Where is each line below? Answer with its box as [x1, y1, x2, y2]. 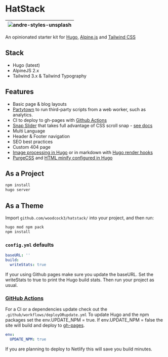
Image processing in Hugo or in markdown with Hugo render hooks [12, 149, 153, 155]
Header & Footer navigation [12, 133, 70, 139]
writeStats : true [10, 262, 47, 267]
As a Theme [5, 201, 44, 210]
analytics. [12, 112, 33, 118]
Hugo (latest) [12, 62, 40, 68]
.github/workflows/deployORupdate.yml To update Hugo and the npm [5, 311, 149, 318]
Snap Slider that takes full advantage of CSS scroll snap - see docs [12, 122, 153, 128]
